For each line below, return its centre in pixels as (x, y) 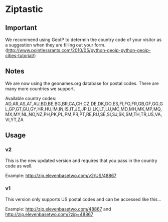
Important (21, 28)
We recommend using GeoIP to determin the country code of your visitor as (83, 39)
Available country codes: (31, 98)
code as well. (19, 165)
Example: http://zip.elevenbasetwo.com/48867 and (58, 209)
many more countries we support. (40, 88)
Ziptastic (24, 9)
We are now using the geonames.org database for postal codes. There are (82, 83)
